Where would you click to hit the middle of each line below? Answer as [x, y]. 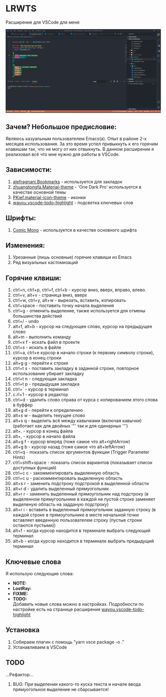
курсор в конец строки [37, 358]
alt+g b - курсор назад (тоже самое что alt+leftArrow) [69, 447]
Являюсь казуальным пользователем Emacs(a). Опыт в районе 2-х [76, 138]
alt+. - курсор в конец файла [43, 431]
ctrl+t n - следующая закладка [45, 379]
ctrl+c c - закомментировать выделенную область [66, 473]
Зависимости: [29, 170]
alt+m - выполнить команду [42, 337]
